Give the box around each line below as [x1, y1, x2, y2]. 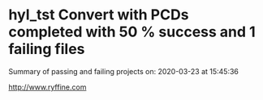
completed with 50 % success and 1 [8, 23, 256, 41]
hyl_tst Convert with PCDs [8, 6, 189, 24]
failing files [8, 40, 85, 58]
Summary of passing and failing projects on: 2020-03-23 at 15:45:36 [8, 66, 239, 76]
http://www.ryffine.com [8, 82, 87, 92]
